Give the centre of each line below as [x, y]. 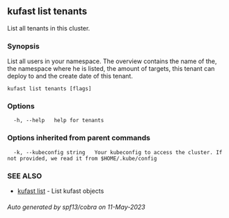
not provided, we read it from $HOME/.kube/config [82, 158]
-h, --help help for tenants [59, 121]
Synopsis [23, 46]
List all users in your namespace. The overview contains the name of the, [112, 61]
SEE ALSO [25, 176]
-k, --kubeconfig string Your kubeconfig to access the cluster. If [118, 152]
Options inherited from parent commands [79, 138]
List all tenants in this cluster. [49, 28]
